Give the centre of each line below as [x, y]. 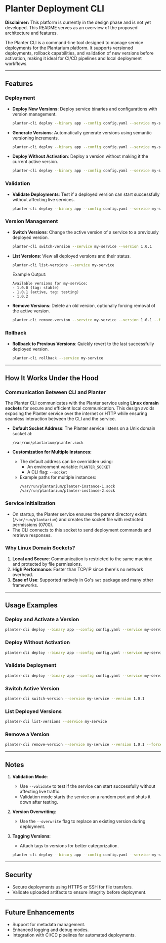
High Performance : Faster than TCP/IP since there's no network [78, 569]
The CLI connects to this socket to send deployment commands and [82, 530]
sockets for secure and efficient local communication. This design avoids [80, 408]
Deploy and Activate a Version [42, 619]
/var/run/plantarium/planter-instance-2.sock [67, 491]
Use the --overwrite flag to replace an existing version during [83, 822]
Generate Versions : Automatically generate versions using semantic [82, 132]
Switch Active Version [32, 688]
